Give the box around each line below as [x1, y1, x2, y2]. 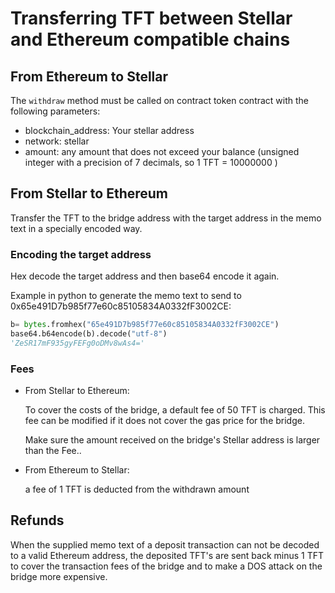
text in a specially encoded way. [10, 222, 143, 234]
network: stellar [24, 135, 90, 147]
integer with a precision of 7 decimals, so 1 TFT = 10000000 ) [24, 157, 278, 168]
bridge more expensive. [10, 570, 108, 582]
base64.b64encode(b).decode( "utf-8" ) [10, 328, 168, 339]
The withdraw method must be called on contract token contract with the [10, 95, 310, 106]
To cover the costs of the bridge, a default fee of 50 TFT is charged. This [24, 404, 326, 416]
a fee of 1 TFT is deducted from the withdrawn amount [24, 483, 250, 496]
